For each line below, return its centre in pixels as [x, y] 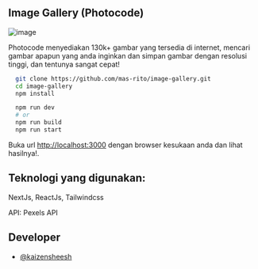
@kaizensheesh [46, 256]
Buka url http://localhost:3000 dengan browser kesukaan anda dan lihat [126, 145]
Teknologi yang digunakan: [77, 178]
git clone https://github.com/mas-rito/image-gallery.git [114, 78]
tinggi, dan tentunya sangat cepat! [64, 64]
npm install [35, 93]
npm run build [39, 123]
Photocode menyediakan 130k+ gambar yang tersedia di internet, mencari [129, 47]
